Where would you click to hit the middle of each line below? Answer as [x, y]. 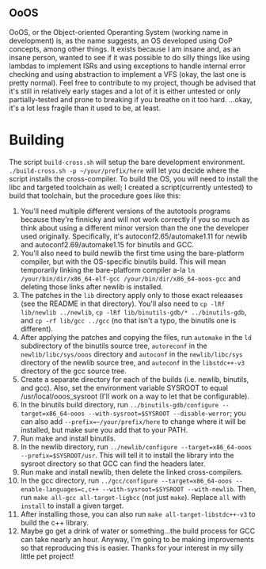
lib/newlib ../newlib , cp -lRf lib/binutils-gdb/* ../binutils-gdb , [133, 311]
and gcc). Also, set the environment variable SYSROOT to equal [124, 388]
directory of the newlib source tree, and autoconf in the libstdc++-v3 [132, 362]
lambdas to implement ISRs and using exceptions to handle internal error [127, 66]
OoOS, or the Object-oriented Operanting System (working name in [119, 32]
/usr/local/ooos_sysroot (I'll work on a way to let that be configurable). [135, 396]
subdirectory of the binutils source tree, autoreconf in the [114, 346]
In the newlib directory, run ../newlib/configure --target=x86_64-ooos [136, 446]
